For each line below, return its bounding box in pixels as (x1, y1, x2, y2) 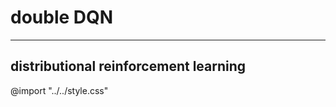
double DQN (10, 6, 114, 29)
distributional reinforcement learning (10, 58, 247, 75)
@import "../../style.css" (10, 84, 109, 96)
